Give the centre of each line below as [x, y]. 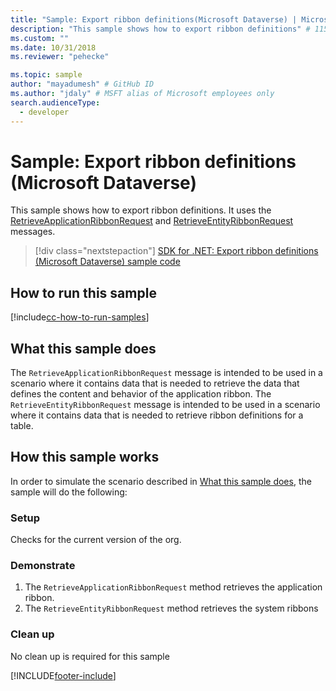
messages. [33, 232]
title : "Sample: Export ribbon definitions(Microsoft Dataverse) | [154, 19]
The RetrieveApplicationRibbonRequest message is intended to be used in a [166, 373]
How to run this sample [83, 292]
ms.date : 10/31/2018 [53, 47]
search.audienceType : [55, 102]
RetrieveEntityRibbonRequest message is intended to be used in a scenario [165, 405]
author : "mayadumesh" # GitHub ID [82, 84]
